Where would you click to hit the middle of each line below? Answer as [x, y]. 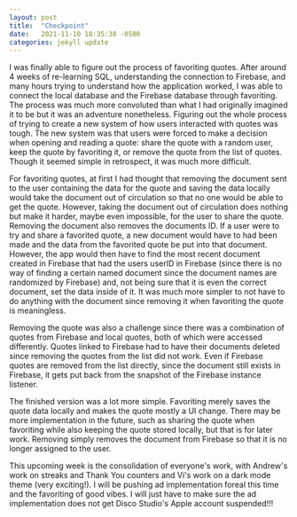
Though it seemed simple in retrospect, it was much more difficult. [130, 161]
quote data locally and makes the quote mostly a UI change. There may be [145, 411]
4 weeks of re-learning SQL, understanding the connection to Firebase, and [148, 77]
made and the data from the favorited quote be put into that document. [138, 245]
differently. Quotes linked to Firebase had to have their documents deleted [145, 347]
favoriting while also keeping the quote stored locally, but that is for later [141, 430]
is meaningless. [38, 310]
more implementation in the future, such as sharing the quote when [132, 420]
